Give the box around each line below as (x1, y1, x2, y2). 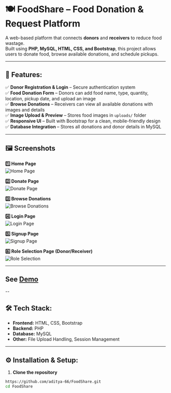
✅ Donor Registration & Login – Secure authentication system (5, 84, 136, 90)
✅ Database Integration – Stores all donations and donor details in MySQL (5, 123, 162, 129)
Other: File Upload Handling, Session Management (12, 336, 120, 343)
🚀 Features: (5, 70, 42, 79)
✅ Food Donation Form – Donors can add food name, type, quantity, (5, 90, 149, 96)
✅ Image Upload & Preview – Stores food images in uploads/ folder (5, 112, 147, 118)
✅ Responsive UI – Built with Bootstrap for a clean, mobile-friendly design (5, 118, 161, 124)
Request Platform (5, 18, 80, 30)
